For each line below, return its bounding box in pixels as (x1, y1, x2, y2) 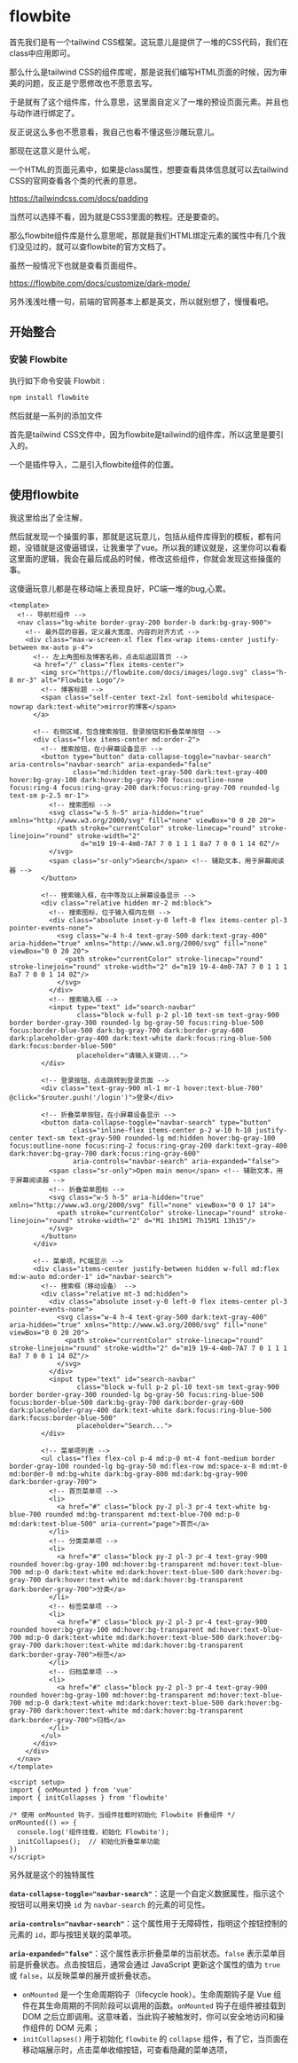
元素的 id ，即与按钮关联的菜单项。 (9, 1929, 137, 1940)
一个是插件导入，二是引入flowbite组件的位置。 (9, 459, 179, 469)
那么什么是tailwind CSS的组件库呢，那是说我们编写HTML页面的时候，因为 (9, 67, 280, 77)
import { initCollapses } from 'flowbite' (9, 1793, 169, 1802)
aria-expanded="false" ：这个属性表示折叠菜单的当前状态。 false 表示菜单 (9, 1949, 278, 1959)
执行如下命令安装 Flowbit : (9, 375, 105, 386)
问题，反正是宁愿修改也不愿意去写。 (24, 77, 157, 88)
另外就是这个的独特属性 (9, 1870, 95, 1880)
